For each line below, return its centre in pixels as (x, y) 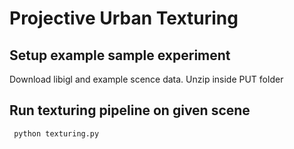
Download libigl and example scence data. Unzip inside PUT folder (146, 79)
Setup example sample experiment (120, 55)
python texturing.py (56, 133)
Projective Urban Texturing (124, 18)
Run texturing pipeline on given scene (130, 110)
